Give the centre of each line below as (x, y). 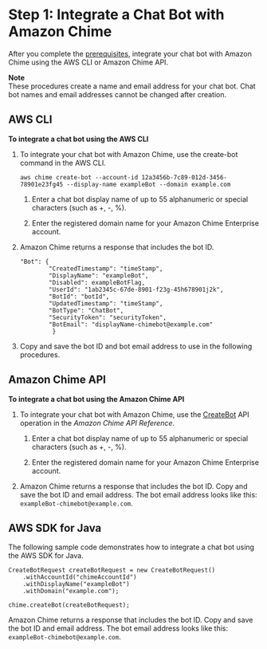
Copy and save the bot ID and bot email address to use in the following (136, 346)
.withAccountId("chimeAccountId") (80, 577)
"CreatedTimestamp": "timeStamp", (106, 269)
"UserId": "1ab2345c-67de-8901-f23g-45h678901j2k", (136, 289)
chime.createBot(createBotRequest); (69, 605)
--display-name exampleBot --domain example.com (149, 184)
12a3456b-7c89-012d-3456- (185, 177)
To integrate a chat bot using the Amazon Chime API (96, 399)
